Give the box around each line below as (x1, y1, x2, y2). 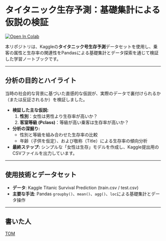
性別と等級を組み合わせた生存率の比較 (19, 132, 98, 138)
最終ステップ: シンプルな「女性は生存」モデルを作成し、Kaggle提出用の (12, 144, 159, 150)
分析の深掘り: (12, 125, 41, 131)
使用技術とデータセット (5, 171, 77, 179)
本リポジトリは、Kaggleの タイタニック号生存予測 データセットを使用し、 (5, 43, 154, 49)
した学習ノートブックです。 (5, 56, 61, 62)
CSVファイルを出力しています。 (12, 150, 78, 156)
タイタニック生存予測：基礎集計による (5, 4, 161, 16)
